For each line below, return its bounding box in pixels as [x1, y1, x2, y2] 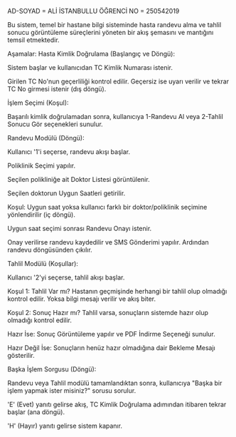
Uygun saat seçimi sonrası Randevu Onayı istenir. [7, 225, 152, 232]
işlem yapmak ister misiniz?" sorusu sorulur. [7, 386, 136, 395]
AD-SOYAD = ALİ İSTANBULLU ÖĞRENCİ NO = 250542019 [7, 7, 180, 15]
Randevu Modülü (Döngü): [7, 134, 85, 142]
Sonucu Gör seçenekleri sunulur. [7, 120, 103, 128]
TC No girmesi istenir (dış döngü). [7, 85, 107, 93]
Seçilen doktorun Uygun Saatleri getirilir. [7, 189, 126, 197]
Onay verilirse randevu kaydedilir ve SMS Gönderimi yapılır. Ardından [7, 238, 209, 246]
